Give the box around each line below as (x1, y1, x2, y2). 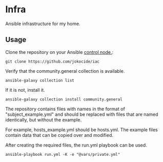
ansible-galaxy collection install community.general (5, 96, 123, 102)
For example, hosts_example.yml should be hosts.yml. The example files (5, 127, 158, 133)
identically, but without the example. (5, 116, 82, 123)
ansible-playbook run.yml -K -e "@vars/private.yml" (5, 152, 120, 157)
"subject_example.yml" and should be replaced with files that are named (5, 111, 158, 117)
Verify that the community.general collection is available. (5, 68, 125, 74)
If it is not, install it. (5, 87, 45, 93)
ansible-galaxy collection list (5, 78, 74, 83)
